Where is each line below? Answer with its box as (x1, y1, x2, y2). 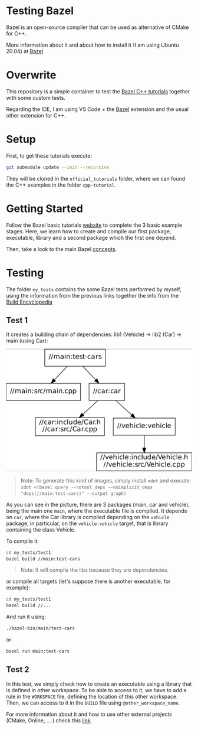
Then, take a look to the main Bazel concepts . (6, 245, 117, 252)
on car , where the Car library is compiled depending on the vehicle (6, 513, 170, 520)
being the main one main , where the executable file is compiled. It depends (6, 507, 187, 514)
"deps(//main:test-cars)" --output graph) (20, 490, 127, 497)
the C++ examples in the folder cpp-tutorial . (6, 181, 116, 188)
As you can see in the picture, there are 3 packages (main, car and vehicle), (6, 501, 190, 508)
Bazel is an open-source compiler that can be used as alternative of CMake (6, 24, 190, 31)
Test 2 (6, 664, 29, 674)
